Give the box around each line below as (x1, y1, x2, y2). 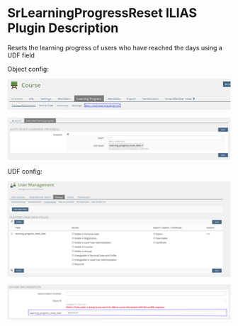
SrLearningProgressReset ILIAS (7, 5, 197, 21)
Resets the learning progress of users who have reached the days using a (7, 43, 223, 52)
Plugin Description (7, 20, 119, 36)
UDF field (7, 51, 35, 60)
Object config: (7, 64, 50, 73)
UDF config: (7, 167, 42, 176)
